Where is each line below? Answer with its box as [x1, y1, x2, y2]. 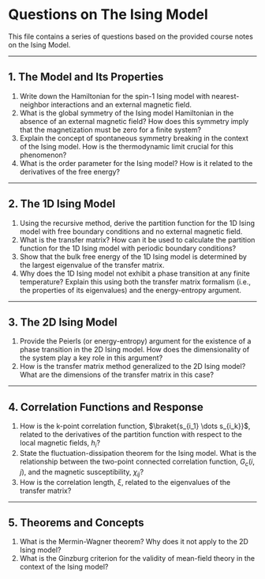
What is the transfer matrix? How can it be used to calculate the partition [19, 235, 256, 244]
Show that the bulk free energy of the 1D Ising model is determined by [19, 251, 247, 261]
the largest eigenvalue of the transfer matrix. [19, 260, 165, 269]
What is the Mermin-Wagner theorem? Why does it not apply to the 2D [19, 537, 248, 547]
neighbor [19, 100, 50, 109]
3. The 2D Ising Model [8, 315, 118, 329]
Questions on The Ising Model [8, 6, 209, 24]
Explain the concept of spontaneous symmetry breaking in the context [19, 133, 248, 143]
